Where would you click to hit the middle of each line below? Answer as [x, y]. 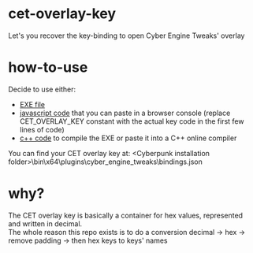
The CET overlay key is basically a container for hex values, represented [125, 215]
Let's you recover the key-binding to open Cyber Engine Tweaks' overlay [126, 35]
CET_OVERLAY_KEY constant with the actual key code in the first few [132, 121]
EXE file [32, 104]
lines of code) [42, 129]
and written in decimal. [45, 223]
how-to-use [48, 67]
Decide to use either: [42, 89]
